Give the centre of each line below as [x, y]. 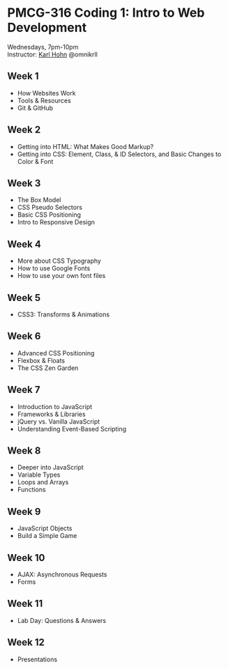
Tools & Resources [44, 100]
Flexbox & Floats [41, 360]
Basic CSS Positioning [49, 215]
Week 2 [24, 130]
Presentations [37, 659]
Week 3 [24, 183]
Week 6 [24, 336]
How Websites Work [46, 93]
